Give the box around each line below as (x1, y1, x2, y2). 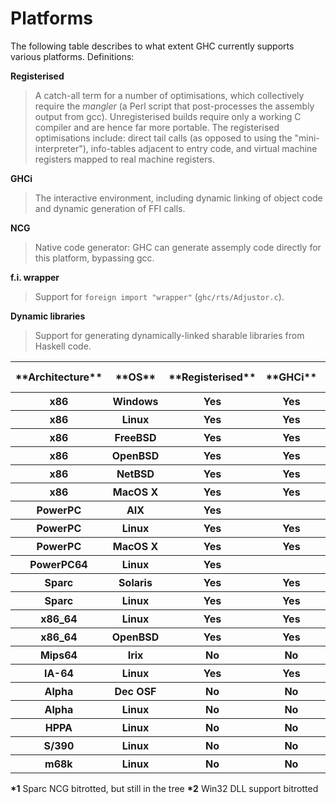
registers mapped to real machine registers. (34, 153, 215, 165)
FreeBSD (114, 430, 157, 444)
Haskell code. (34, 340, 92, 352)
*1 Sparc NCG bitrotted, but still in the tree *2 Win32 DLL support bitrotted (10, 782, 319, 794)
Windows (112, 394, 159, 408)
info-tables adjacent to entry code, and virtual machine (90, 142, 318, 154)
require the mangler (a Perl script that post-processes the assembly (34, 100, 315, 112)
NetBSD (116, 467, 155, 481)
